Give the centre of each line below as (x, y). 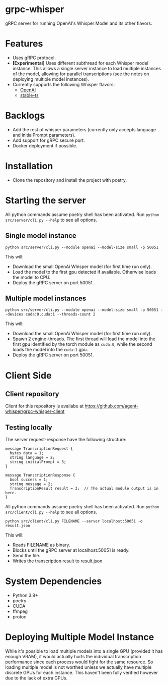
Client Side (28, 375)
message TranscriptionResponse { (40, 476)
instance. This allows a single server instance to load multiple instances (87, 68)
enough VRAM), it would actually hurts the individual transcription (73, 656)
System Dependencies (54, 581)
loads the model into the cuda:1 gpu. (50, 350)
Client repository (32, 394)
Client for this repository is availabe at (45, 406)
